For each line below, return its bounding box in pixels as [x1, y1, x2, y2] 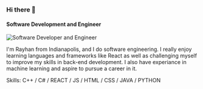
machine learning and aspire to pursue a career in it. [6, 65, 137, 72]
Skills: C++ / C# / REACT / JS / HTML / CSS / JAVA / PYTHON [6, 77, 161, 84]
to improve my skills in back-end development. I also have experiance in [6, 59, 187, 66]
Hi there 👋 [6, 5, 36, 14]
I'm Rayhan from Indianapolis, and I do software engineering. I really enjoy [6, 45, 192, 53]
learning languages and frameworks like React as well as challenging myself [6, 52, 198, 59]
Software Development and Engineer [6, 21, 101, 28]
